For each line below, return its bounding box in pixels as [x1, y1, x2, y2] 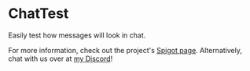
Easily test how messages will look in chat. [8, 30, 146, 40]
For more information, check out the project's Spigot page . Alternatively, [8, 45, 242, 55]
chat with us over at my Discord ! [8, 54, 113, 63]
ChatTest [8, 5, 69, 23]
